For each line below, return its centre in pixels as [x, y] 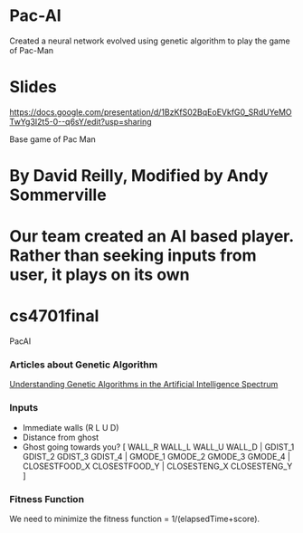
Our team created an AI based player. [151, 237]
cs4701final [54, 316]
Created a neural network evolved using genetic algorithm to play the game [150, 41]
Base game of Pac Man [53, 139]
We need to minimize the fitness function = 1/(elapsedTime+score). [135, 519]
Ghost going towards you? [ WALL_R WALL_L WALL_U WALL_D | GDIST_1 [158, 447]
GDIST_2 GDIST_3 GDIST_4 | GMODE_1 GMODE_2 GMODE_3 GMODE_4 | [156, 456]
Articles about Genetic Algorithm [84, 365]
